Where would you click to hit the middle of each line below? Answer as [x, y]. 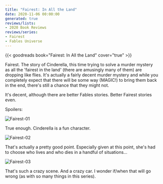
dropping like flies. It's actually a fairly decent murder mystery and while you [82, 75]
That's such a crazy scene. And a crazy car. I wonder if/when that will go [78, 171]
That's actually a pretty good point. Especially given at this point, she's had [80, 147]
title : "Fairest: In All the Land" [41, 9]
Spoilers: [14, 109]
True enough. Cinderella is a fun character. [48, 128]
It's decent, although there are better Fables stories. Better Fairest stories [79, 94]
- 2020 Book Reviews [26, 28]
